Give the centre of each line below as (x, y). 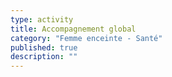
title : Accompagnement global (73, 29)
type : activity (42, 19)
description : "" (44, 57)
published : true (44, 47)
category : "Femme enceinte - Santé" (86, 38)
